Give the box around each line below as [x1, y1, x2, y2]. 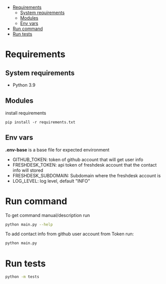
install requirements [5, 110, 46, 116]
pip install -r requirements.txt [5, 119, 76, 125]
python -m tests [5, 274, 39, 279]
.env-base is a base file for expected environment [5, 147, 109, 153]
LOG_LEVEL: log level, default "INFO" [12, 178, 90, 184]
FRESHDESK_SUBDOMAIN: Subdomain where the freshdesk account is [12, 172, 161, 178]
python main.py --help [5, 222, 53, 227]
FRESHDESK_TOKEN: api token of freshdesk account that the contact [12, 162, 157, 168]
